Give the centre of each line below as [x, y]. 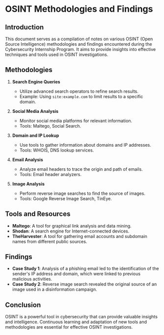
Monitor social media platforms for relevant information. [76, 121]
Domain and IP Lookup [36, 135]
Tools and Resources [38, 214]
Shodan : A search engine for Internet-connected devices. [71, 231]
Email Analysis [27, 159]
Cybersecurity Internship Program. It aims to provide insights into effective [81, 49]
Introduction [25, 27]
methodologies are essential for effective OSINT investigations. [69, 327]
